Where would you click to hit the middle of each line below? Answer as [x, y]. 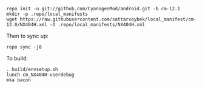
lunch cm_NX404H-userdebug [40, 75]
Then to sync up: [27, 36]
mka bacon [19, 80]
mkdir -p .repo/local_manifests [47, 14]
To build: [17, 58]
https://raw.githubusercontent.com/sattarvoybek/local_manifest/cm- [108, 19]
